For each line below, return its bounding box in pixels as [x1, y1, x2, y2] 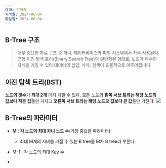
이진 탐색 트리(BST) [5, 78, 62, 86]
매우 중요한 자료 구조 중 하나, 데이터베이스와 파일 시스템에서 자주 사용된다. [17, 50, 160, 56]
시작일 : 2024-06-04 [5, 12, 42, 17]
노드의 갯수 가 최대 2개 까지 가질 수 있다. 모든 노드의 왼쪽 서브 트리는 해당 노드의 [5, 92, 157, 98]
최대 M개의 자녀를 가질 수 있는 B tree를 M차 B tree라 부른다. [19, 138, 136, 144]
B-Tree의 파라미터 [5, 114, 58, 122]
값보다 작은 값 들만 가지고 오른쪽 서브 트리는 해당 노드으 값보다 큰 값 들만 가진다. [5, 98, 155, 104]
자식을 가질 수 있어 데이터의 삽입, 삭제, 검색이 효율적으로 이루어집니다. [17, 62, 152, 68]
